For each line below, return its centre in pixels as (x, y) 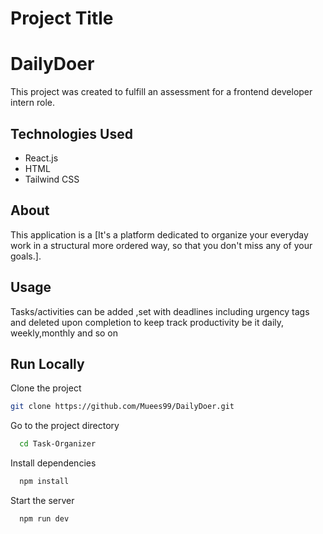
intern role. (32, 103)
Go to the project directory (65, 426)
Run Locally (47, 363)
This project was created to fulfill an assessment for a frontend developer (161, 92)
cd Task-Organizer (58, 444)
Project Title (62, 18)
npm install (44, 482)
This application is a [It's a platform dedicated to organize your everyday (159, 234)
